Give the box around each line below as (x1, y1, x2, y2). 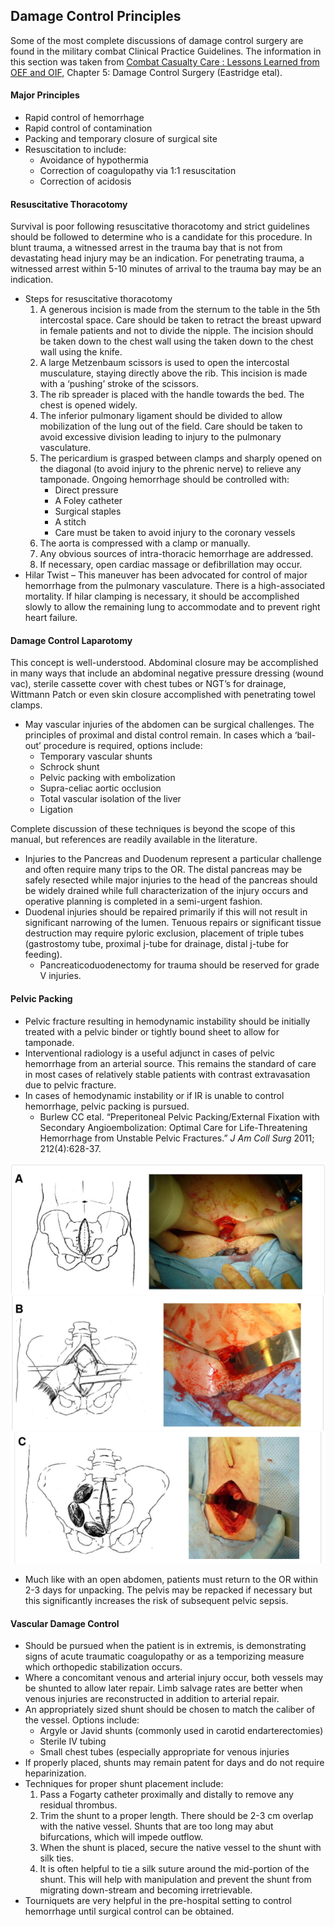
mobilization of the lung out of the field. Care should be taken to (39, 420, 303, 433)
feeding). (24, 949, 63, 961)
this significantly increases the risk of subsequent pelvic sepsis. (24, 1595, 289, 1607)
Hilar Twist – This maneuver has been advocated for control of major (24, 569, 308, 581)
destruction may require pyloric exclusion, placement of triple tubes (24, 927, 305, 939)
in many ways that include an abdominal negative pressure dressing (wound (10, 667, 324, 679)
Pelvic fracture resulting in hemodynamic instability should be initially (24, 1015, 311, 1027)
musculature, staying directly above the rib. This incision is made (39, 367, 308, 379)
